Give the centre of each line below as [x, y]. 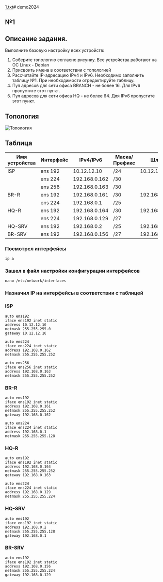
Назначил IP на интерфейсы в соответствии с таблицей [74, 293]
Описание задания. [36, 39]
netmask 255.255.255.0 [28, 329]
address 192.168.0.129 [28, 492]
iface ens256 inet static [31, 367]
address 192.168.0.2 [26, 527]
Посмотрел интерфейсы [36, 248]
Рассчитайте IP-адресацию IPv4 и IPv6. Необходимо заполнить [78, 75]
